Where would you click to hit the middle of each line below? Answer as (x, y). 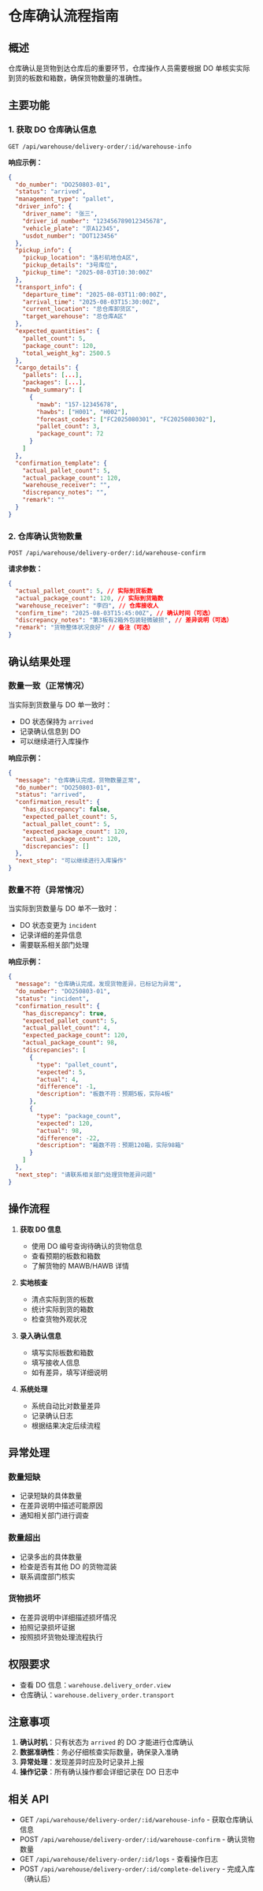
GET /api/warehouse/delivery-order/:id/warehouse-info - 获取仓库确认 (136, 1820)
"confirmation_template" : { (61, 463)
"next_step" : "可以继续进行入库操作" (71, 861)
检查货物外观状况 (59, 1319)
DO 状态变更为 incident (58, 925)
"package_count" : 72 (70, 434)
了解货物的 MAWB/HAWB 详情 (80, 1265)
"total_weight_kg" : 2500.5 (67, 353)
